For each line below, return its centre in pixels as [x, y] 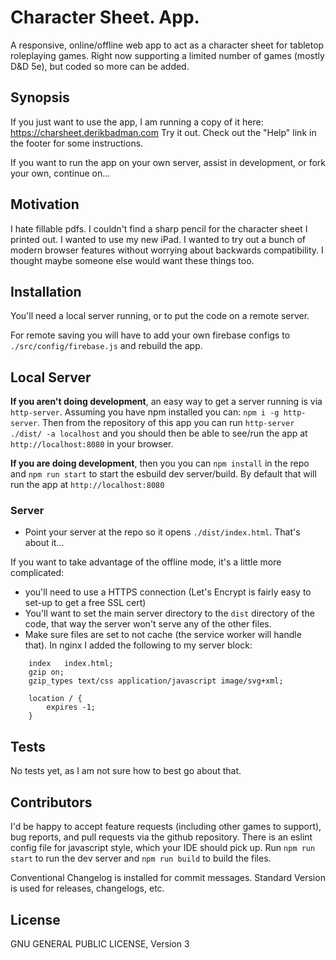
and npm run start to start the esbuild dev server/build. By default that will [163, 474]
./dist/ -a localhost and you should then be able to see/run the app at [159, 433]
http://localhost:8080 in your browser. [92, 444]
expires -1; [71, 707]
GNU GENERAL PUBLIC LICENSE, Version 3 [100, 943]
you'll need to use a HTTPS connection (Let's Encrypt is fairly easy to [168, 592]
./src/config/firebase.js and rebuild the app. [106, 346]
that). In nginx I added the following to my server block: [138, 645]
